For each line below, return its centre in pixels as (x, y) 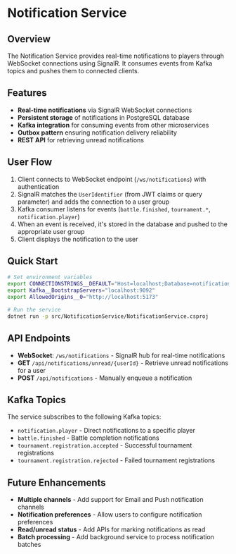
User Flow (30, 162)
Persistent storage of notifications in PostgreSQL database (103, 117)
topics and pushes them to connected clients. (73, 71)
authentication (38, 186)
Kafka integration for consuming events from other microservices (113, 125)
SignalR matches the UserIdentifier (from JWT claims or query (110, 194)
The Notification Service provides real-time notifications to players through (116, 56)
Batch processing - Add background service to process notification (116, 537)
